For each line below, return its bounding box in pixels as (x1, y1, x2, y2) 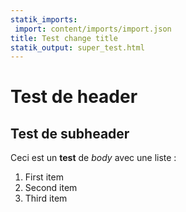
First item (24, 171, 64, 183)
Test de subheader (10, 125, 130, 142)
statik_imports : (10, 14, 78, 25)
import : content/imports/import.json (14, 24, 172, 34)
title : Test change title (10, 33, 118, 43)
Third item (24, 192, 68, 205)
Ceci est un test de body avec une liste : (10, 152, 177, 164)
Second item (24, 182, 78, 194)
